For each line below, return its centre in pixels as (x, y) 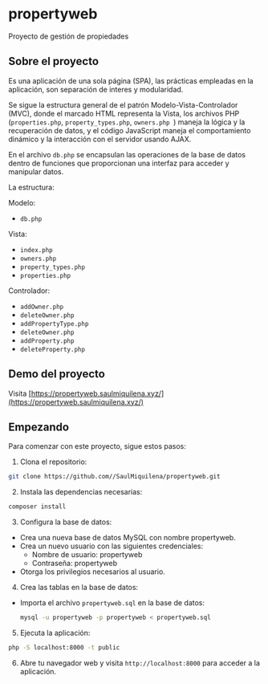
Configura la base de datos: (66, 522)
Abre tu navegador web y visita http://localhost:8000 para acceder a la (140, 662)
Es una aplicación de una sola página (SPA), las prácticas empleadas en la (131, 80)
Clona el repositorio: (53, 462)
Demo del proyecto (57, 374)
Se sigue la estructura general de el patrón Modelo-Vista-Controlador (123, 104)
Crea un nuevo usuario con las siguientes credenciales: (111, 546)
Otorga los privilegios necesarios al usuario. (93, 572)
